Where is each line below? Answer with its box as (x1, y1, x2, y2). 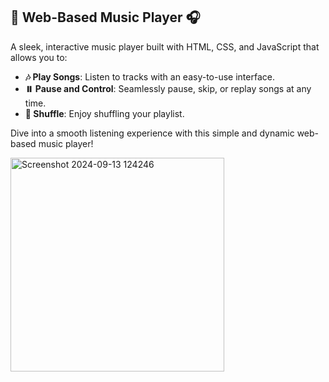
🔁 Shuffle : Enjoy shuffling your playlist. (24, 107, 185, 119)
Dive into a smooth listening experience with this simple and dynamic (10, 127, 295, 139)
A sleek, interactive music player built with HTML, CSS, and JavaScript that (10, 40, 320, 53)
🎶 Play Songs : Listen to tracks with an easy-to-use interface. (24, 70, 275, 83)
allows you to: (10, 51, 68, 63)
